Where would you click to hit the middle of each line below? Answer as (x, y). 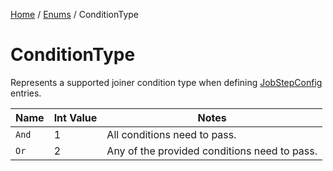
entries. (26, 93)
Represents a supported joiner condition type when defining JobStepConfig (166, 82)
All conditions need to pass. (171, 134)
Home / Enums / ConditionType (75, 14)
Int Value (75, 117)
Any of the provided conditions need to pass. (212, 151)
